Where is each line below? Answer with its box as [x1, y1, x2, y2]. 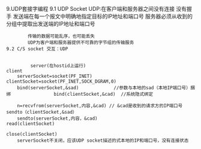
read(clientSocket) [6, 121, 55, 127]
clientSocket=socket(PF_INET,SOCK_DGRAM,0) [6, 78, 117, 84]
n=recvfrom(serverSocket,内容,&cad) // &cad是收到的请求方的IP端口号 [17, 103, 183, 109]
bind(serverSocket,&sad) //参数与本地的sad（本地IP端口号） [17, 85, 191, 91]
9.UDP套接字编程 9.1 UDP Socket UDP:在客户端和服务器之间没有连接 [6, 5, 175, 12]
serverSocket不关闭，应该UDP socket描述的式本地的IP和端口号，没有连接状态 [17, 138, 189, 144]
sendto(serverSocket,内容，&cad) [17, 115, 98, 121]
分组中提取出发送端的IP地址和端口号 [6, 20, 95, 27]
